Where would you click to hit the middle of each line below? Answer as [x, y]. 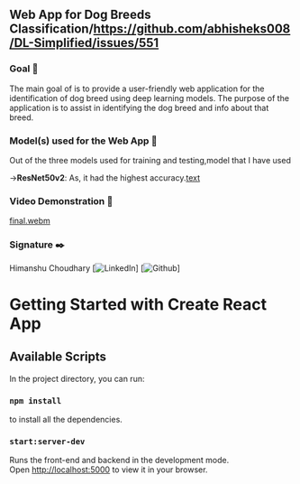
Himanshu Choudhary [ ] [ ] [95, 268]
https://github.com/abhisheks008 [192, 29]
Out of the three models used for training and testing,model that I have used [150, 160]
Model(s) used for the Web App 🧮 [83, 141]
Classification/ [52, 29]
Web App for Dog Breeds [80, 15]
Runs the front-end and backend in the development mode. [119, 461]
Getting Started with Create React [138, 304]
